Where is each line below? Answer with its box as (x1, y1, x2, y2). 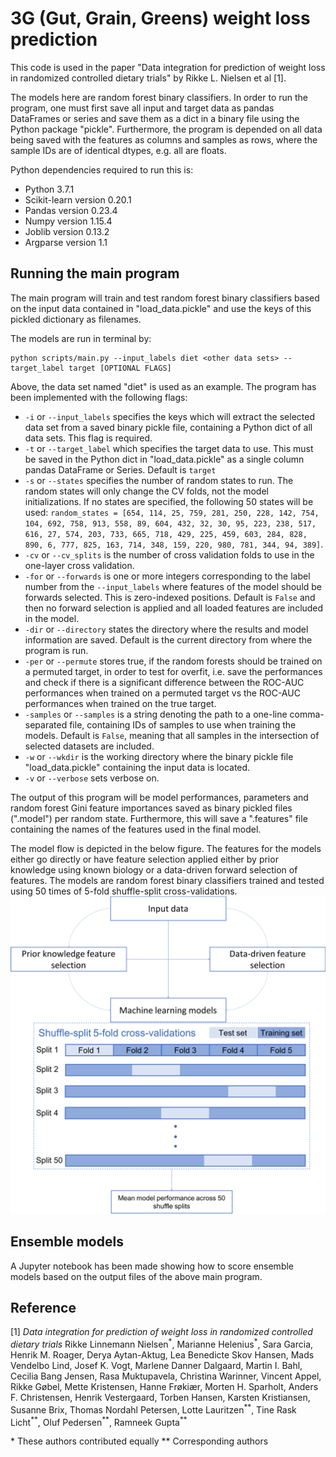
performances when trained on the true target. (24, 697, 217, 709)
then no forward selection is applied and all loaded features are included (24, 602, 324, 614)
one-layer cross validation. (24, 559, 135, 571)
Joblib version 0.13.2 (24, 225, 110, 237)
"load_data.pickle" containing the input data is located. (24, 761, 251, 773)
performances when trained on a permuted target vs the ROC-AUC (24, 687, 301, 699)
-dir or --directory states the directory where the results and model (24, 623, 309, 635)
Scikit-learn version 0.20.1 (24, 193, 132, 206)
